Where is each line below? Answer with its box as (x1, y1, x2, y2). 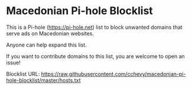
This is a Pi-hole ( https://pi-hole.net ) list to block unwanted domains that (6, 24, 183, 31)
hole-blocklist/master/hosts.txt (6, 77, 81, 84)
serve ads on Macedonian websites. (6, 29, 95, 37)
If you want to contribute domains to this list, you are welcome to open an (6, 52, 185, 60)
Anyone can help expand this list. (6, 41, 87, 48)
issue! (6, 59, 21, 66)
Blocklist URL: (6, 70, 40, 77)
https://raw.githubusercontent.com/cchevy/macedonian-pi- (41, 70, 186, 77)
